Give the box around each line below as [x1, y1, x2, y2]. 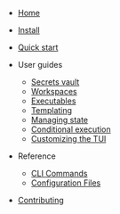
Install [17, 25, 40, 35]
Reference [17, 151, 56, 161]
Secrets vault [30, 77, 80, 87]
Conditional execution [30, 124, 111, 135]
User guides [17, 60, 63, 70]
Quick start [17, 42, 59, 53]
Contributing [17, 195, 64, 205]
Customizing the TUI [30, 134, 107, 144]
